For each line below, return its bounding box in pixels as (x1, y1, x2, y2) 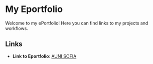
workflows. (5, 25, 29, 31)
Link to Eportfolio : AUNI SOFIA (12, 53, 77, 59)
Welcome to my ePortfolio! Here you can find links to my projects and (5, 20, 148, 26)
